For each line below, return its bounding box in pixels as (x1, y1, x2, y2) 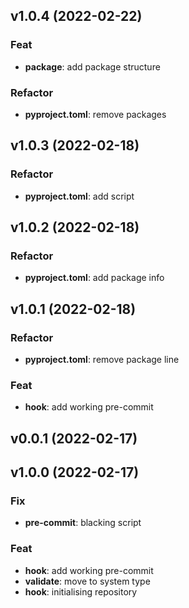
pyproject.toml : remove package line (24, 354, 180, 366)
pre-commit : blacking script (24, 517, 142, 529)
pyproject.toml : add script (24, 190, 135, 202)
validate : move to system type (24, 575, 151, 587)
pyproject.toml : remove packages (24, 108, 167, 120)
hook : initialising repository (24, 585, 138, 598)
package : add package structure (24, 60, 161, 73)
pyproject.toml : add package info (24, 272, 165, 284)
